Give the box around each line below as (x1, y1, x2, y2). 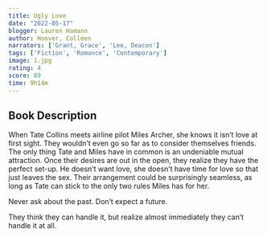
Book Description (8, 108, 97, 122)
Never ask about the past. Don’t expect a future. (8, 197, 168, 206)
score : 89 (8, 72, 42, 80)
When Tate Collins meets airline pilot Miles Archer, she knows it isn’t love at (8, 130, 258, 140)
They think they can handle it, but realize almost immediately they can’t (8, 212, 244, 222)
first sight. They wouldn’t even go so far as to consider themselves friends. (8, 138, 257, 149)
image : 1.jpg (8, 57, 52, 65)
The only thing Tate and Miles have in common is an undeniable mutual (8, 147, 244, 157)
